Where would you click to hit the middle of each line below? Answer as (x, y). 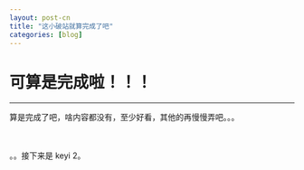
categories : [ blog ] (46, 34)
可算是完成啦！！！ (81, 82)
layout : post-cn (40, 18)
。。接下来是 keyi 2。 (47, 156)
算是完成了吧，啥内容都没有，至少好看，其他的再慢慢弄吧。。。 (124, 118)
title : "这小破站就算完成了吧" (62, 26)
